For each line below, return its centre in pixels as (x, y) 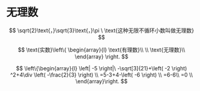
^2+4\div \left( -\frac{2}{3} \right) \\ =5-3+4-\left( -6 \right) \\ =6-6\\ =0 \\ (102, 75)
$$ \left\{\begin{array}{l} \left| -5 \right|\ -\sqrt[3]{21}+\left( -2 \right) (102, 68)
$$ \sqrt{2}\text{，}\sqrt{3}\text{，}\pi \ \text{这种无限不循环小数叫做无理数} (102, 30)
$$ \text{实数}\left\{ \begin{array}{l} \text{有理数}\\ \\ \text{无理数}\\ (102, 50)
